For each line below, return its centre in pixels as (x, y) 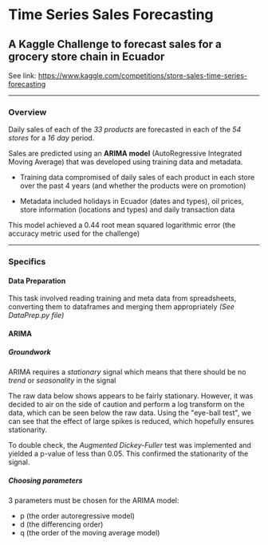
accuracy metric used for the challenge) (74, 233)
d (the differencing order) (61, 524)
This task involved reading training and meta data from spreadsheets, (122, 298)
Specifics (27, 262)
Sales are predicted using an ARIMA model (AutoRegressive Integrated (125, 154)
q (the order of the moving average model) (90, 532)
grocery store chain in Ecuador (87, 56)
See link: (23, 76)
